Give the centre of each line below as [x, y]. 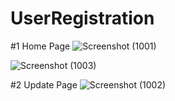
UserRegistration [82, 18]
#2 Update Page [44, 84]
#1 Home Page [40, 46]
